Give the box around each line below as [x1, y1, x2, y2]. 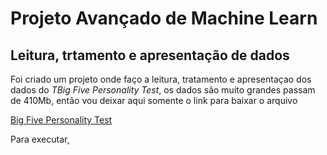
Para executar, [10, 133, 70, 145]
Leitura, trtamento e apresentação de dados [10, 47, 290, 64]
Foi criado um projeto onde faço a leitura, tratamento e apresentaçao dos [10, 73, 312, 85]
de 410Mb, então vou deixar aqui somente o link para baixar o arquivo [10, 95, 298, 106]
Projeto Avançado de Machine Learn [10, 7, 318, 30]
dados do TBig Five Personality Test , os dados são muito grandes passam [10, 84, 316, 96]
